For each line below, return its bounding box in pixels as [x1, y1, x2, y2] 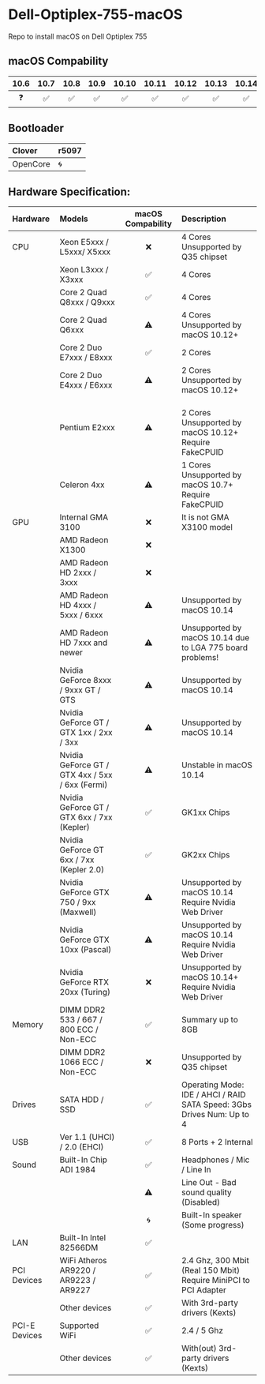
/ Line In [181, 1165, 211, 1176]
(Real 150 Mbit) [181, 1265, 241, 1276]
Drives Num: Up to [181, 1109, 250, 1120]
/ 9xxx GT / [59, 684, 101, 696]
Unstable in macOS [181, 760, 253, 771]
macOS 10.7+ [181, 479, 234, 490]
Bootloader [8, 122, 65, 135]
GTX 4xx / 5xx [59, 770, 113, 781]
